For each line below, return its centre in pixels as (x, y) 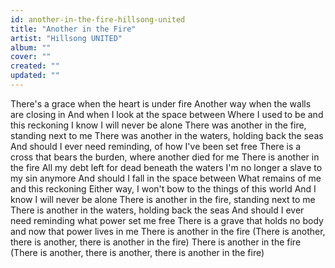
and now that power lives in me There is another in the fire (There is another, (168, 231)
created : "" (35, 66)
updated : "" (35, 76)
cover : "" (31, 57)
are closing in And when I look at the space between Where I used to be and (167, 114)
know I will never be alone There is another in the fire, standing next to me (163, 199)
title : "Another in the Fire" (73, 29)
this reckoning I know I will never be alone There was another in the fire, (158, 125)
